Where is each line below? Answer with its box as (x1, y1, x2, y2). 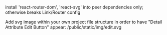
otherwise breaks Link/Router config (5, 9, 81, 15)
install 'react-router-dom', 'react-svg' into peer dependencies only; (5, 4, 144, 10)
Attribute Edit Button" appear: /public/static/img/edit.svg (5, 24, 122, 30)
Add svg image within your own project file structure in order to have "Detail (5, 19, 162, 25)
